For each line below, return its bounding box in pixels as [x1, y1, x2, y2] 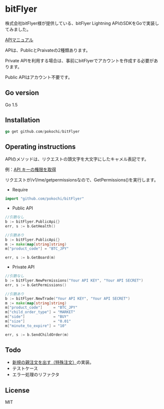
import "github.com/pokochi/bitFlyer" [5, 196, 84, 202]
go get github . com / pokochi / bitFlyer [5, 129, 80, 134]
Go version [5, 89, 39, 97]
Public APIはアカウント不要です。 [5, 74, 72, 80]
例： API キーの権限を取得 [5, 167, 56, 173]
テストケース [12, 365, 38, 371]
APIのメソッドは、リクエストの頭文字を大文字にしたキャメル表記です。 [5, 156, 149, 162]
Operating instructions [5, 142, 76, 151]
